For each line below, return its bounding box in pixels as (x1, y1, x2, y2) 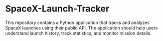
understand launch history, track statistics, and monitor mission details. (5, 30, 152, 36)
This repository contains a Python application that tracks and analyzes (5, 19, 150, 25)
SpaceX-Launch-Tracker (5, 3, 110, 14)
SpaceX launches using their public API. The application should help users (5, 24, 158, 30)
